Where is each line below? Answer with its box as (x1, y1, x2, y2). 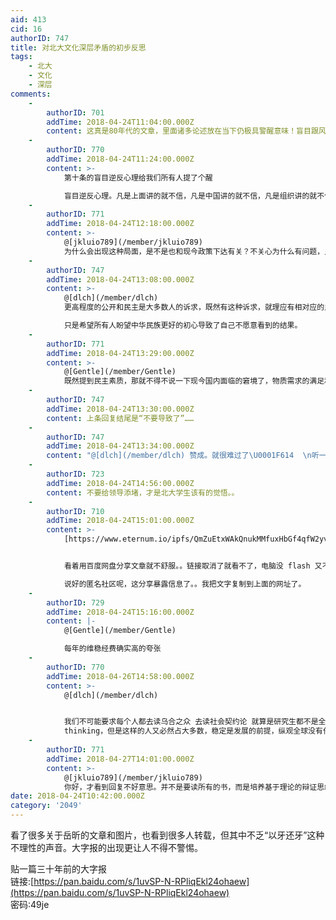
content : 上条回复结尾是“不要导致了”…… (46, 413, 195, 423)
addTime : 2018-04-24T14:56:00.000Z (46, 478, 195, 488)
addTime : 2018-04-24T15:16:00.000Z (46, 607, 195, 617)
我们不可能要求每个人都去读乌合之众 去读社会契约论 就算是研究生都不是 (63, 717, 319, 727)
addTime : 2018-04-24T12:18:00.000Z (46, 219, 195, 229)
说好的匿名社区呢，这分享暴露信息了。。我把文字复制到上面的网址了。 (63, 579, 307, 589)
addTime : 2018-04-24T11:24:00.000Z (46, 154, 195, 164)
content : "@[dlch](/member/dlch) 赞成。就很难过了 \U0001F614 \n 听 (46, 451, 320, 461)
